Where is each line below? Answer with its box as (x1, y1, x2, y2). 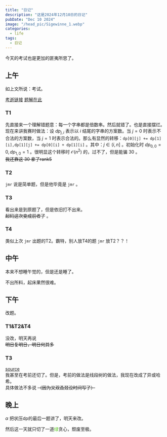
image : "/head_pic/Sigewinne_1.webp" (5, 21, 85, 27)
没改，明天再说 (5, 335, 36, 341)
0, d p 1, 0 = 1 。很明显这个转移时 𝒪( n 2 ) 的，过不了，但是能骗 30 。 (5, 148, 140, 156)
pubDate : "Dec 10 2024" (5, 17, 56, 22)
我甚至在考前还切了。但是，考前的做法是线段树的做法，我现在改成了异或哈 (5, 372, 160, 378)
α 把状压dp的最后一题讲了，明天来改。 (5, 415, 86, 421)
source (5, 366, 20, 372)
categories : (5, 26, 30, 31)
